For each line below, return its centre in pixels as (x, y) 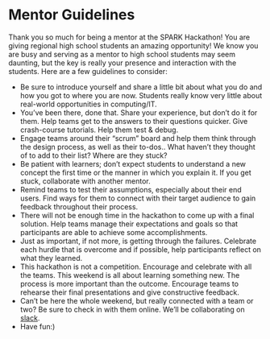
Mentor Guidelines (72, 15)
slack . (30, 318)
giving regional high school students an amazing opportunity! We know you (133, 45)
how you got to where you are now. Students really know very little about (141, 95)
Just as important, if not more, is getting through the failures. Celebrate (138, 241)
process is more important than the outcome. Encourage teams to (129, 283)
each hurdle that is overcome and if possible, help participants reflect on (141, 249)
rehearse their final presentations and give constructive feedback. (130, 292)
